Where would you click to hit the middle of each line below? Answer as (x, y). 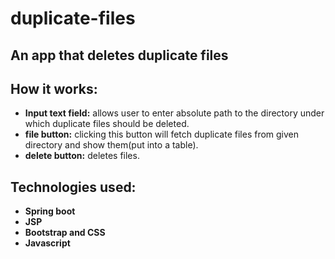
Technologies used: (73, 187)
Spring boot (50, 211)
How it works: (54, 88)
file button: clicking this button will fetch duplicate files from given (162, 134)
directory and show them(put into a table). (111, 145)
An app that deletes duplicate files (119, 55)
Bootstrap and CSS (65, 233)
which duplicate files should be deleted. (107, 124)
